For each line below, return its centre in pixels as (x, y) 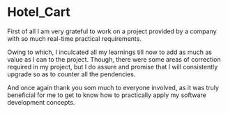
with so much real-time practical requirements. (74, 38)
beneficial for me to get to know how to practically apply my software (107, 95)
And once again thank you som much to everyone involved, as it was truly (113, 87)
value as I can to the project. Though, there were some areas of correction (114, 59)
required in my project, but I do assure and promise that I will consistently (113, 67)
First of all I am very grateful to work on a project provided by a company (112, 31)
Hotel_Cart (39, 12)
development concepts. (41, 102)
